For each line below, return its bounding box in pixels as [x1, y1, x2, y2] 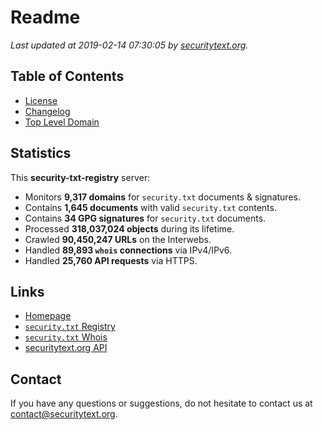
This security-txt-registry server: [10, 171, 151, 183]
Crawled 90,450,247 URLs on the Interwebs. [24, 233, 212, 245]
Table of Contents [10, 68, 125, 85]
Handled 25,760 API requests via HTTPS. [24, 254, 198, 266]
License [24, 94, 58, 106]
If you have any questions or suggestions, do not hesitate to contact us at [10, 397, 313, 410]
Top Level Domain [24, 116, 100, 128]
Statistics [10, 145, 72, 162]
